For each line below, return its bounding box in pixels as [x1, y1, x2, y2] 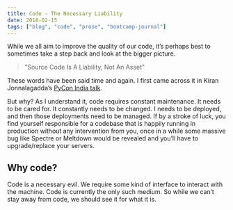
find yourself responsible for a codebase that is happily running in [7, 120, 196, 128]
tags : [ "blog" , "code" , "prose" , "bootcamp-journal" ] [7, 23, 167, 30]
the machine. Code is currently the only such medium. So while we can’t [7, 188, 214, 196]
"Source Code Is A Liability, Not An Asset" [24, 63, 145, 72]
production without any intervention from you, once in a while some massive [7, 127, 226, 136]
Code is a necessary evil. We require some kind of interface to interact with [7, 180, 223, 188]
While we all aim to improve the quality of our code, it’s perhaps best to [7, 42, 211, 51]
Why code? [7, 161, 58, 174]
